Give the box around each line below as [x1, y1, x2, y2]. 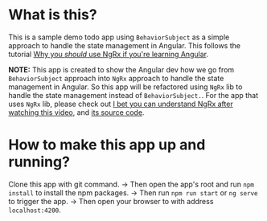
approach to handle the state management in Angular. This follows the [8, 40, 241, 50]
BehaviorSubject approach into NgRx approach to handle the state [8, 73, 224, 83]
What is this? [8, 6, 98, 24]
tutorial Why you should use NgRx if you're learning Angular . [8, 49, 209, 59]
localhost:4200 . [8, 205, 62, 215]
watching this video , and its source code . [8, 107, 145, 117]
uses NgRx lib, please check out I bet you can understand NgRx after [8, 99, 233, 108]
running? [8, 153, 71, 171]
